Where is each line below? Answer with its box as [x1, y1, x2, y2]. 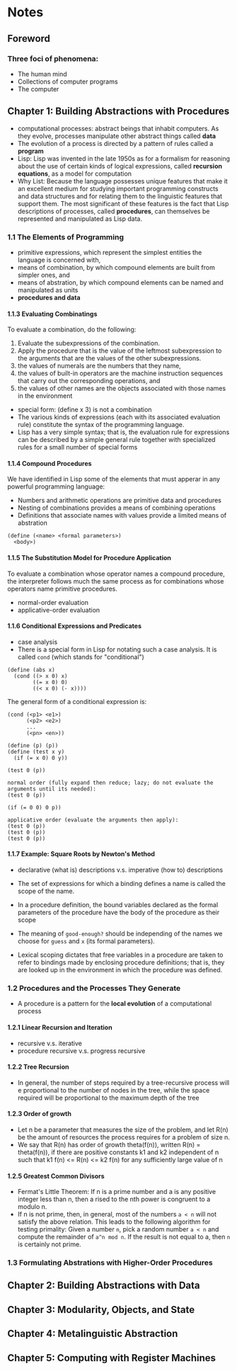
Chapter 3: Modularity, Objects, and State [7, 1304, 195, 1316]
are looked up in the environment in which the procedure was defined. [17, 966, 223, 974]
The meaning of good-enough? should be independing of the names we [17, 929, 223, 938]
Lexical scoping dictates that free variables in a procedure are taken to [17, 950, 224, 959]
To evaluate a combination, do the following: [7, 325, 137, 334]
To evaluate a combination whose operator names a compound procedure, [7, 569, 225, 578]
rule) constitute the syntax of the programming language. [17, 421, 185, 429]
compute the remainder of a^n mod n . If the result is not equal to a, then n [17, 1233, 231, 1241]
